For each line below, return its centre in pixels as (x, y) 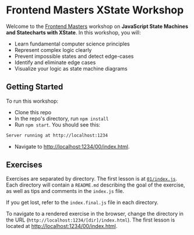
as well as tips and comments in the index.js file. (65, 191)
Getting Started (35, 87)
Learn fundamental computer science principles (72, 44)
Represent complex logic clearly (53, 50)
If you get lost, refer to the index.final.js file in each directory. (82, 202)
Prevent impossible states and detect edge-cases (74, 56)
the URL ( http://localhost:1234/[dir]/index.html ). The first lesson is (91, 220)
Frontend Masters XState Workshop (95, 10)
